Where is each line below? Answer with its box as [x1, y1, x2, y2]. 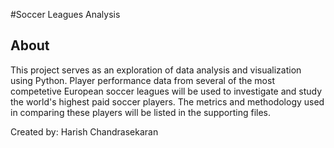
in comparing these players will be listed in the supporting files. [10, 106, 271, 118]
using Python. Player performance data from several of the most [10, 74, 275, 86]
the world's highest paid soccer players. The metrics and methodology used [10, 95, 325, 108]
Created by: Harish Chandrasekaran [10, 125, 159, 138]
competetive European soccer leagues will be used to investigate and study [10, 85, 323, 97]
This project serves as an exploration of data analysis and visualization [10, 64, 302, 76]
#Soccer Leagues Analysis [10, 9, 121, 20]
